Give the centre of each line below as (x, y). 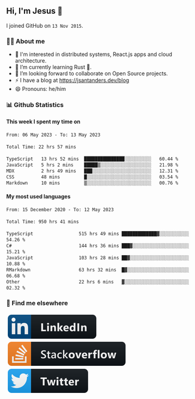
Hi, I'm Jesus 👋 (34, 11)
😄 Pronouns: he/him (40, 89)
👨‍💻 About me (25, 41)
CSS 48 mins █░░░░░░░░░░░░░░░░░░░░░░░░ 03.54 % (92, 177)
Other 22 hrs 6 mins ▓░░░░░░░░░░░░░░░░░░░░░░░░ (97, 282)
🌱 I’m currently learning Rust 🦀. (53, 67)
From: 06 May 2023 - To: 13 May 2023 (53, 135)
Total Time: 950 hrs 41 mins (43, 222)
